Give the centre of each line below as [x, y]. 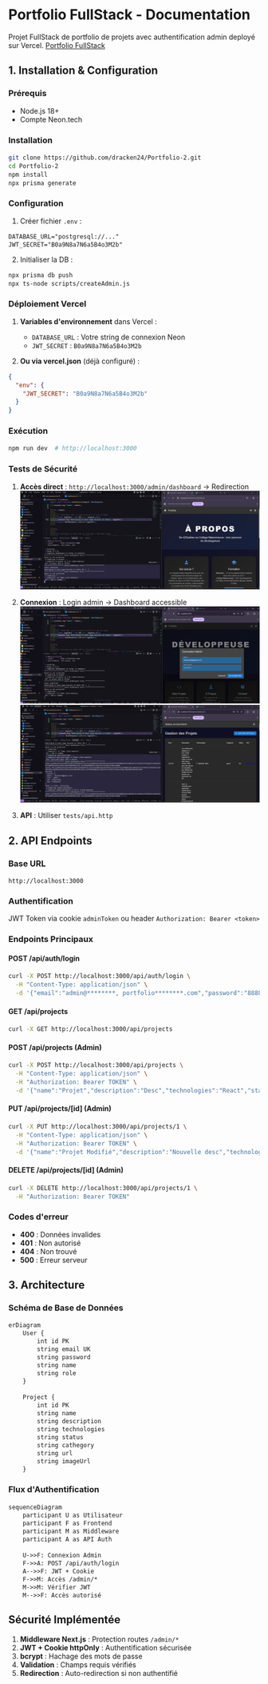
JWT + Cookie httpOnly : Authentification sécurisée [106, 1647]
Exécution [28, 431]
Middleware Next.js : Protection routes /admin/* [99, 1639]
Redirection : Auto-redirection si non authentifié [99, 1673]
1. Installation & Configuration [83, 71]
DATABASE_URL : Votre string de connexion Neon [108, 337]
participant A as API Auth [67, 1539]
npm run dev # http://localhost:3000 [73, 449]
